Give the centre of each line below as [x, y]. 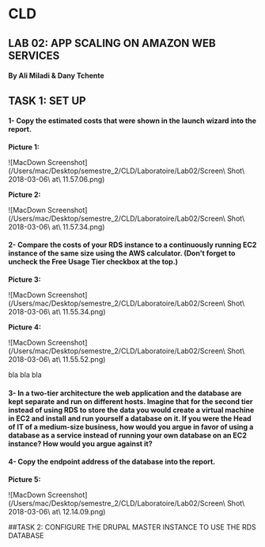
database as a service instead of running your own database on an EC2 [127, 435]
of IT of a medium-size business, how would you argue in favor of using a [131, 426]
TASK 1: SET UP [47, 100]
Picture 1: [24, 147]
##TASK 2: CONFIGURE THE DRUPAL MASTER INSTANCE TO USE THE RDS [132, 527]
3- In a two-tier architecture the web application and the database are [125, 393]
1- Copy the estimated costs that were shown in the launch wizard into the [132, 121]
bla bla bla [25, 375]
